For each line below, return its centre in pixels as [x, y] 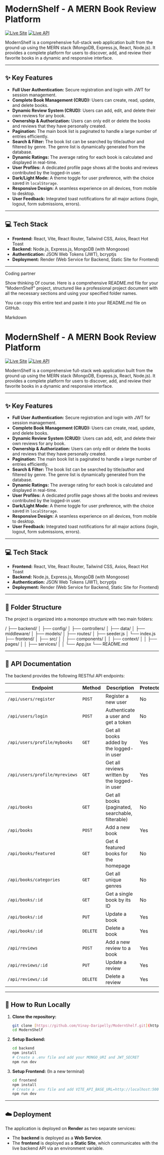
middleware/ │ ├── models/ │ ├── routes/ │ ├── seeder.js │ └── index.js [81, 633]
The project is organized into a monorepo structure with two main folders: [79, 619]
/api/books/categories [34, 880]
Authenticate [120, 710]
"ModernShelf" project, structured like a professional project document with [81, 288]
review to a [118, 948]
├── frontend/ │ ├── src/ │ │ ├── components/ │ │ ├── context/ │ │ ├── [81, 639]
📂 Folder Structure [33, 607]
